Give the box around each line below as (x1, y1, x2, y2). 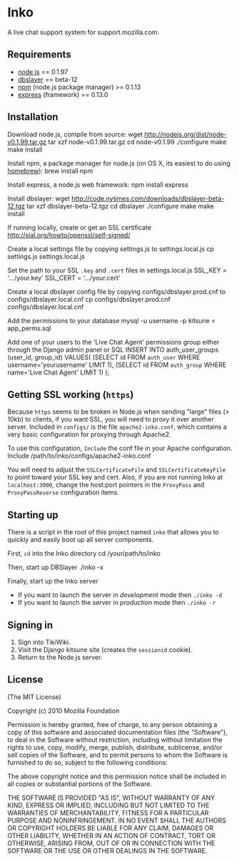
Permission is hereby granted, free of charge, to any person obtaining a (7, 720, 218, 728)
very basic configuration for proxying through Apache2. (7, 430, 171, 439)
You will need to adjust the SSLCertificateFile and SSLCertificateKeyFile (7, 465, 226, 474)
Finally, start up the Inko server (7, 577, 98, 586)
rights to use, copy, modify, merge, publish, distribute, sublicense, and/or (7, 743, 223, 751)
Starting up (7, 509, 59, 521)
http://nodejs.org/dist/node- (144, 130, 227, 138)
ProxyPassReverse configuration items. (7, 488, 119, 496)
